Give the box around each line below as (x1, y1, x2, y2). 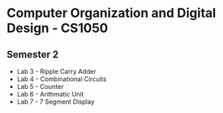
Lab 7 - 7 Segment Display (16, 97, 95, 106)
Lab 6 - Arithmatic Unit (16, 90, 85, 98)
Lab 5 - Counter (16, 82, 64, 90)
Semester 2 (6, 48, 59, 60)
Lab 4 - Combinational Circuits (16, 75, 107, 83)
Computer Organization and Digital (6, 5, 217, 21)
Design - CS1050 (6, 20, 108, 36)
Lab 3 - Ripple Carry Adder (16, 68, 97, 75)
